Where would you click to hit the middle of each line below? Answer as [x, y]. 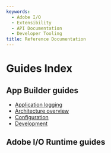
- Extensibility [31, 23]
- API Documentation [37, 28]
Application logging [39, 105]
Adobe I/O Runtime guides [56, 142]
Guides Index [39, 68]
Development [31, 123]
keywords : [18, 12]
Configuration [31, 117]
